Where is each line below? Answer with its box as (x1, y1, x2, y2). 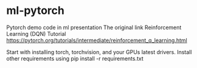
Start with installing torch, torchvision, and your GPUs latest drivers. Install (6, 48, 192, 55)
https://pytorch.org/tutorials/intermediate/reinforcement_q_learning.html (6, 36, 187, 44)
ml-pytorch (6, 4, 65, 18)
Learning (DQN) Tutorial (6, 30, 66, 37)
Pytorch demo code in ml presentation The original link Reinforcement (6, 24, 182, 31)
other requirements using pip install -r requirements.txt (6, 55, 144, 62)
